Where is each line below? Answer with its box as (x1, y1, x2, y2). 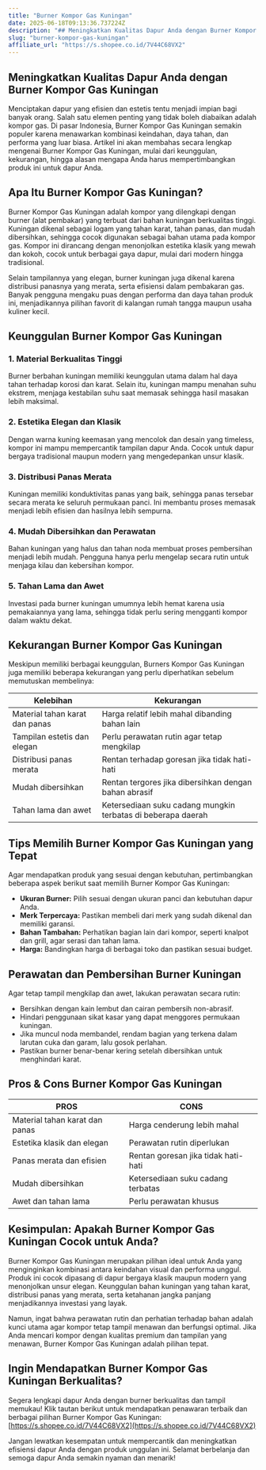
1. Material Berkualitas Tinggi (8, 354, 123, 365)
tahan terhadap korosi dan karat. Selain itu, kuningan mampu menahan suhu (8, 380, 256, 390)
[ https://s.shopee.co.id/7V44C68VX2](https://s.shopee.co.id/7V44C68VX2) (8, 1421, 256, 1430)
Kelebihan (33, 695, 73, 706)
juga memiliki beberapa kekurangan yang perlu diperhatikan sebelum (8, 668, 234, 677)
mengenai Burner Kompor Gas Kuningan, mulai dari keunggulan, (8, 146, 218, 155)
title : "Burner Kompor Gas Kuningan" (8, 11, 133, 20)
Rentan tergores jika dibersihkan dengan (101, 777, 253, 788)
